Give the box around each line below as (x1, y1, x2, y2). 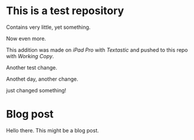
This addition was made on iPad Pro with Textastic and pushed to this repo (6, 46, 188, 54)
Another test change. (6, 64, 58, 71)
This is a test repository (6, 4, 124, 18)
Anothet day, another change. (6, 75, 78, 82)
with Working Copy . (6, 52, 54, 59)
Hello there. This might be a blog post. (6, 126, 99, 134)
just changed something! (6, 86, 67, 94)
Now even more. (6, 35, 46, 42)
